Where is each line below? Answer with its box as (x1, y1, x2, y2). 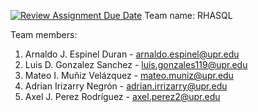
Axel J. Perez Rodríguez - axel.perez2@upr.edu (24, 91, 221, 102)
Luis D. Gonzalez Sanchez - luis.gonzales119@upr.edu (24, 59, 248, 70)
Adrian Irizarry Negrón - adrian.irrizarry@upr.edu (24, 80, 228, 92)
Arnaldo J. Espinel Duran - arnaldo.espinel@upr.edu (24, 48, 240, 60)
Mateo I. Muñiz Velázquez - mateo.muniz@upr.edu (24, 70, 234, 81)
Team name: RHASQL (144, 10, 233, 21)
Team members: (10, 29, 78, 40)
